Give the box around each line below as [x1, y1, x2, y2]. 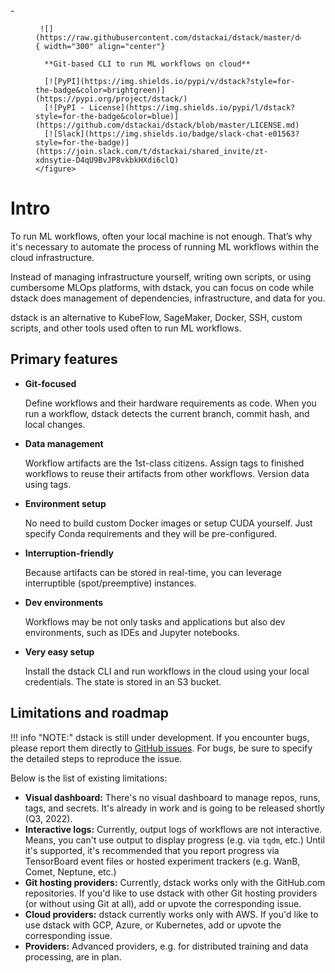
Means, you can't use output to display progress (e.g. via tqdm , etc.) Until [24, 834, 325, 846]
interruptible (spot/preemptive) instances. [24, 577, 197, 589]
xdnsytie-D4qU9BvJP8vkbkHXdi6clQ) [35, 155, 180, 165]
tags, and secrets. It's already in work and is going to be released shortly [24, 802, 325, 814]
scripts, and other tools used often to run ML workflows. [10, 322, 242, 334]
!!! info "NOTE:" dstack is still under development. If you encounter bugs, [10, 731, 310, 743]
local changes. [24, 418, 86, 430]
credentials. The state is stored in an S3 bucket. [24, 675, 222, 688]
